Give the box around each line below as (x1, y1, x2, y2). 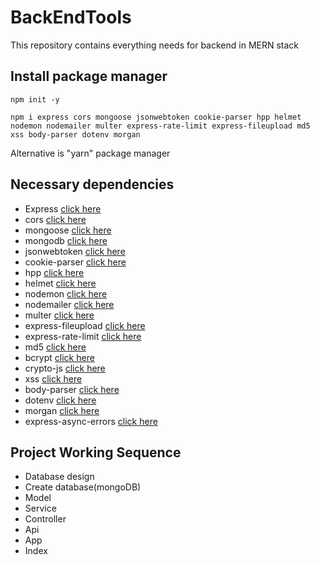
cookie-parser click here (24, 256, 127, 268)
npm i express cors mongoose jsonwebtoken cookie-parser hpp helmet (10, 112, 302, 122)
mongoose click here (24, 224, 112, 236)
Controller (24, 513, 67, 525)
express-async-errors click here (24, 415, 158, 427)
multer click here (24, 309, 95, 321)
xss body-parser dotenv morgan (10, 129, 141, 140)
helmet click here (24, 277, 97, 289)
